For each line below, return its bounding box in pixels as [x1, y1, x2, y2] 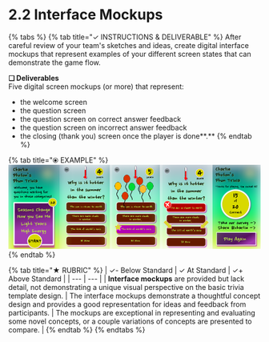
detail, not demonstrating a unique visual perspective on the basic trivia [8, 282, 244, 292]
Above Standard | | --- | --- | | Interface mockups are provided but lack [8, 274, 245, 284]
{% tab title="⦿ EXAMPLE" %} [8, 155, 109, 165]
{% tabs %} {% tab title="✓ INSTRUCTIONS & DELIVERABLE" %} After [8, 32, 242, 42]
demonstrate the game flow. [8, 58, 102, 67]
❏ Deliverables [8, 73, 59, 82]
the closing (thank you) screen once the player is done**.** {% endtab [19, 131, 252, 141]
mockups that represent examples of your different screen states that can [8, 49, 251, 58]
